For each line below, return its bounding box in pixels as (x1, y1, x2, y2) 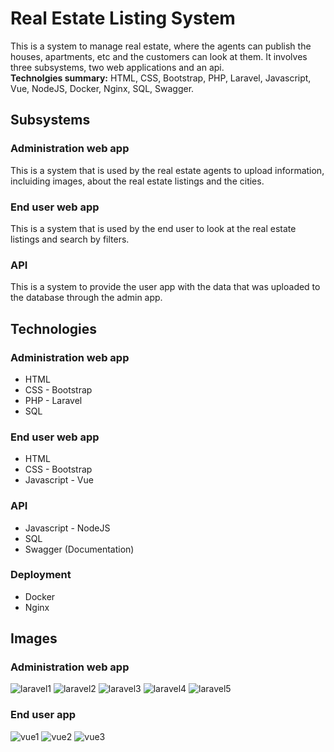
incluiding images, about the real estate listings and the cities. (10, 175, 265, 187)
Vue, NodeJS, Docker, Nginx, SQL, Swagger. (10, 82, 195, 94)
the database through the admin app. (10, 292, 163, 304)
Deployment (10, 568, 72, 582)
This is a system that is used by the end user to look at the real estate (10, 222, 297, 234)
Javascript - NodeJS (24, 522, 111, 534)
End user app (10, 708, 77, 722)
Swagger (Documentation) (24, 543, 135, 555)
